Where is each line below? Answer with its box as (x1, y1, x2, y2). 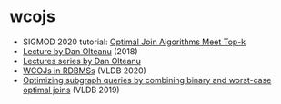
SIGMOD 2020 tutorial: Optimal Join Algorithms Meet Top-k (22, 36, 246, 47)
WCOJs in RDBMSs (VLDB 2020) (22, 65, 147, 76)
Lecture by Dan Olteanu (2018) (22, 45, 138, 56)
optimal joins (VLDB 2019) (22, 84, 120, 95)
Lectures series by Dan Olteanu (22, 55, 141, 66)
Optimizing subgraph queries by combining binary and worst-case (22, 74, 272, 85)
